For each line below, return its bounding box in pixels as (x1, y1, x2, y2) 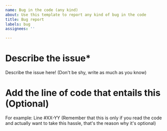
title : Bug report (5, 17, 44, 22)
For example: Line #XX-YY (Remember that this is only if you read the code (5, 115, 162, 121)
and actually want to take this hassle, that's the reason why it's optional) (5, 120, 156, 126)
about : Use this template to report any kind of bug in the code (5, 12, 146, 17)
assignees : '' (5, 26, 36, 31)
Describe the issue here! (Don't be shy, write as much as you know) (5, 70, 147, 76)
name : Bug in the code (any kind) (5, 7, 79, 13)
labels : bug (5, 21, 30, 27)
